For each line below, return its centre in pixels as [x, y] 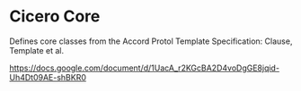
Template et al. [37, 50]
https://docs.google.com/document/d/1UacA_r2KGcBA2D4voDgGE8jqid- [145, 68]
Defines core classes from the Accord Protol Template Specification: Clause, [151, 41]
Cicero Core [55, 17]
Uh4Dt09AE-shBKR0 [48, 77]
